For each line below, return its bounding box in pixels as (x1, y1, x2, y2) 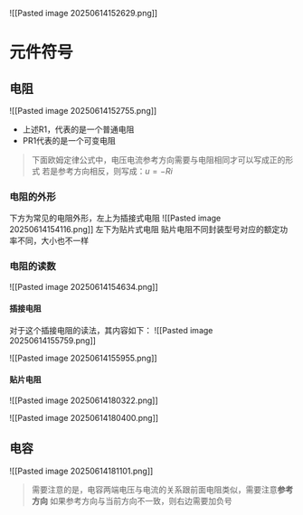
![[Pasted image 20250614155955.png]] (9, 352, 157, 363)
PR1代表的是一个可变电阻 (22, 136, 116, 145)
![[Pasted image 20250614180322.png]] (9, 395, 158, 406)
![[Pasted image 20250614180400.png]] (9, 413, 159, 423)
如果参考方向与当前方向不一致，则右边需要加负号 (49, 495, 232, 506)
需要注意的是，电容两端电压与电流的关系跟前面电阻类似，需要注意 (31, 483, 278, 495)
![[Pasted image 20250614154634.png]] (9, 281, 158, 292)
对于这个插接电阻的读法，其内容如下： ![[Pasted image (9, 324, 213, 335)
